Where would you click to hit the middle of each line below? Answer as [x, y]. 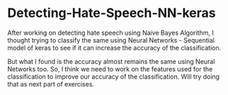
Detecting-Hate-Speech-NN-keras [112, 13]
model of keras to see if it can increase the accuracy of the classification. [114, 47]
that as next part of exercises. [51, 84]
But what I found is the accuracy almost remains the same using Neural [111, 61]
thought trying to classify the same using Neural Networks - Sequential [111, 40]
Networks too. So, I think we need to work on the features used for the [110, 69]
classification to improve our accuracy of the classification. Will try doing [114, 77]
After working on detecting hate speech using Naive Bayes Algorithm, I [110, 33]
